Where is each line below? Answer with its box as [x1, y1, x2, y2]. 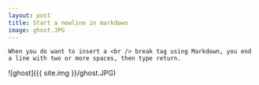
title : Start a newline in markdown [8, 19, 128, 27]
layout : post [8, 11, 51, 20]
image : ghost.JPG [8, 26, 65, 34]
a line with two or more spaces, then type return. [8, 54, 181, 63]
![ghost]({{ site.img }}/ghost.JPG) [8, 68, 117, 78]
